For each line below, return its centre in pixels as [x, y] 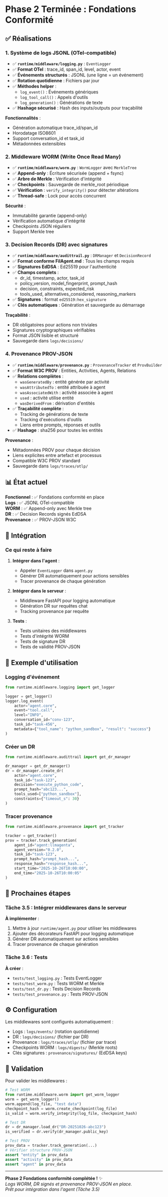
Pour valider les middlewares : [36, 1081]
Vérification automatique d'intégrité [49, 221]
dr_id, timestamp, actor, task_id [52, 278]
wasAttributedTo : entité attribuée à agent [63, 387]
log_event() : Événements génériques [59, 92]
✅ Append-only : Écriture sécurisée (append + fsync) [68, 173]
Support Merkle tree [33, 231]
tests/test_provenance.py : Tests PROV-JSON [60, 994]
